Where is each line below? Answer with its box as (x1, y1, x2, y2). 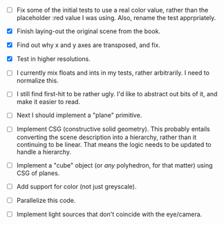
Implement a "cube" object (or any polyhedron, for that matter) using (16, 161, 213, 169)
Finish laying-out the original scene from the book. (16, 27, 160, 35)
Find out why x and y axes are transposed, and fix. (16, 41, 160, 49)
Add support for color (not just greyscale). (16, 182, 137, 190)
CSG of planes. (16, 169, 60, 177)
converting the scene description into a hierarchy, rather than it (16, 133, 197, 141)
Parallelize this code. (16, 196, 76, 204)
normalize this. (16, 76, 59, 85)
